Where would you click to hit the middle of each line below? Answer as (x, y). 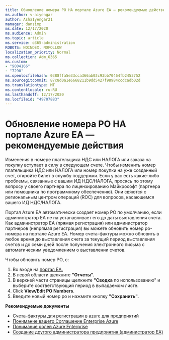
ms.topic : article (24, 38)
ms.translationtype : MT (30, 85)
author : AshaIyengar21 (29, 19)
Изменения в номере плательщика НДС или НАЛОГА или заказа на (78, 160)
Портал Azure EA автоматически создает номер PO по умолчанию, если (83, 212)
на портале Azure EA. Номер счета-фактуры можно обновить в (91, 234)
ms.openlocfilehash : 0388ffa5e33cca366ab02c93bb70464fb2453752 (73, 76)
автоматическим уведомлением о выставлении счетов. (65, 250)
